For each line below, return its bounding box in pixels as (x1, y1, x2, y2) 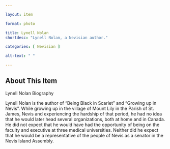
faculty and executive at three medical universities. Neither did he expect (5, 127, 159, 133)
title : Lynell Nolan (5, 30, 49, 36)
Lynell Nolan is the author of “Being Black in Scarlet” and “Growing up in (5, 100, 157, 106)
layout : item (5, 12, 33, 17)
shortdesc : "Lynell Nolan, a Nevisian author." (5, 35, 108, 40)
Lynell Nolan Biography (5, 90, 54, 96)
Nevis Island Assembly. (5, 138, 54, 144)
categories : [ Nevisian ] (5, 44, 60, 49)
